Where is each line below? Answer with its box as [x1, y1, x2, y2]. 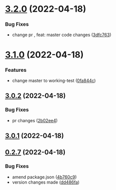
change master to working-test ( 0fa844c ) [12, 77, 96, 84]
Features [5, 66, 27, 73]
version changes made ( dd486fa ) [12, 179, 79, 185]
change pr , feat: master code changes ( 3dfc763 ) [12, 32, 112, 38]
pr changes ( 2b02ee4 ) [12, 117, 58, 123]
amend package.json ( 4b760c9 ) [12, 174, 77, 180]
